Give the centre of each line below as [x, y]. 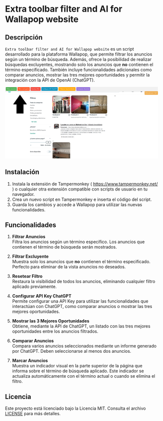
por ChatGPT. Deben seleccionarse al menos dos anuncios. [72, 351]
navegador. [23, 194]
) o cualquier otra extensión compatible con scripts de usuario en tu [80, 189]
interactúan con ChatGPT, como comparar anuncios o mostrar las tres [82, 306]
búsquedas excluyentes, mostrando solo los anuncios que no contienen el [79, 65]
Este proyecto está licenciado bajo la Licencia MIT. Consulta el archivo [75, 408]
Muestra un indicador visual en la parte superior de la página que [77, 366]
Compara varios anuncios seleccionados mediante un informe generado [84, 346]
